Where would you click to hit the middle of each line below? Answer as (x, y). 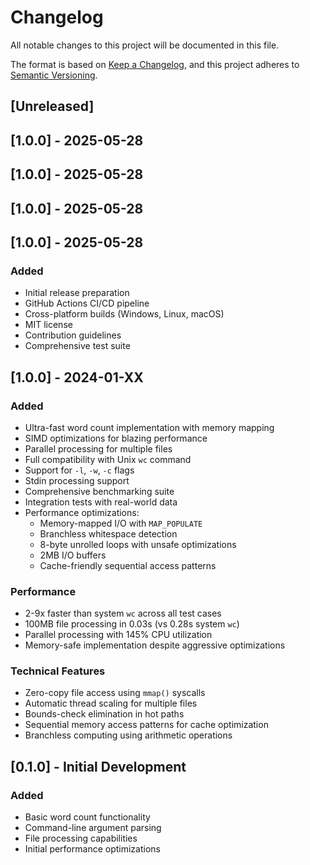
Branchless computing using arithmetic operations (128, 735)
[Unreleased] (52, 106)
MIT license (48, 325)
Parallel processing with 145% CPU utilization (118, 635)
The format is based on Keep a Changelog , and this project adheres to (155, 64)
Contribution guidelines (73, 335)
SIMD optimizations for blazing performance (116, 438)
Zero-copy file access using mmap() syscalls (115, 693)
